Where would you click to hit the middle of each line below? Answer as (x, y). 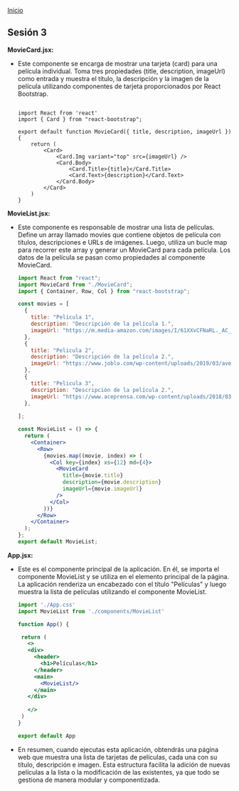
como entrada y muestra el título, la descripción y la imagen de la (113, 78)
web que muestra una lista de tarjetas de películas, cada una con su (117, 757)
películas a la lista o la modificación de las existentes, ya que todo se (118, 772)
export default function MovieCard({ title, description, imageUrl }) (124, 132)
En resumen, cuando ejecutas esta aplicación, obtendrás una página (118, 749)
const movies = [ (43, 304)
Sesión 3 (27, 32)
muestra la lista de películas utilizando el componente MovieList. (112, 591)
